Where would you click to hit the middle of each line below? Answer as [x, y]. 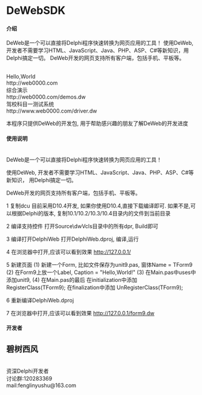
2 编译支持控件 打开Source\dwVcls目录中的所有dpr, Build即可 [82, 226]
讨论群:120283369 [29, 378]
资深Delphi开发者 [28, 371]
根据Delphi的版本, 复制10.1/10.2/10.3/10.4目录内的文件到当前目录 [91, 213]
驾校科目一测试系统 [30, 104]
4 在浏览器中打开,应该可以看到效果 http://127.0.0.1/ [69, 252]
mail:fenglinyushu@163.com [41, 385]
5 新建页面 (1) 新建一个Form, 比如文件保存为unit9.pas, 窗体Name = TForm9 [99, 264]
